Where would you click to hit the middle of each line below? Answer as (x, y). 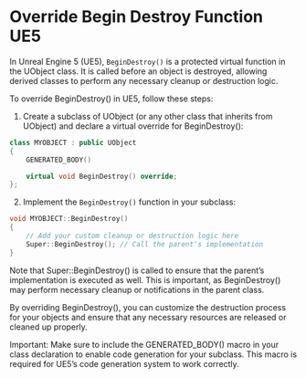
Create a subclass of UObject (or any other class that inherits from (148, 116)
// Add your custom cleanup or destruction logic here (132, 236)
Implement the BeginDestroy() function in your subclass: (129, 202)
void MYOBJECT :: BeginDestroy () (69, 219)
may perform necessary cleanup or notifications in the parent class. (137, 289)
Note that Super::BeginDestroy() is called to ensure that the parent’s (137, 270)
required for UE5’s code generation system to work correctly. (124, 363)
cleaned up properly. (49, 327)
